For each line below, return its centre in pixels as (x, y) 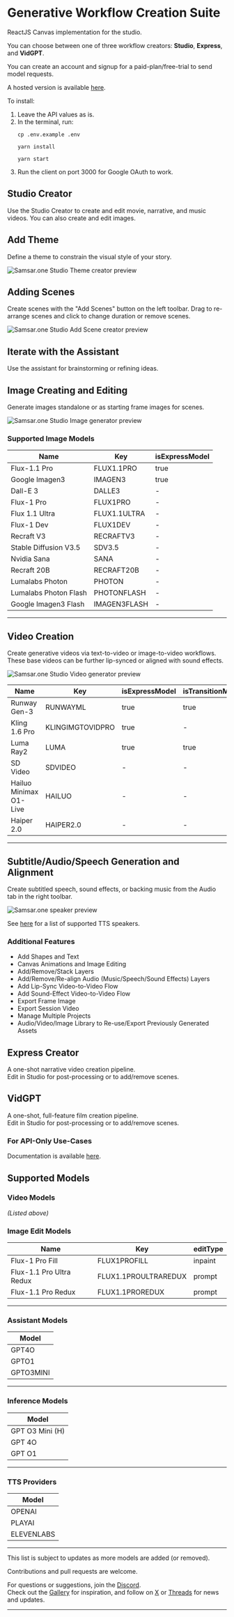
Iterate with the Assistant (63, 351)
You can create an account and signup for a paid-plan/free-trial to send (110, 66)
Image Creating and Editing (68, 390)
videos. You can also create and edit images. (71, 218)
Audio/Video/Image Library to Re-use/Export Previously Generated (113, 1023)
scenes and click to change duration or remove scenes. (111, 316)
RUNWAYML (65, 707)
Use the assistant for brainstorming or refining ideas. (83, 369)
